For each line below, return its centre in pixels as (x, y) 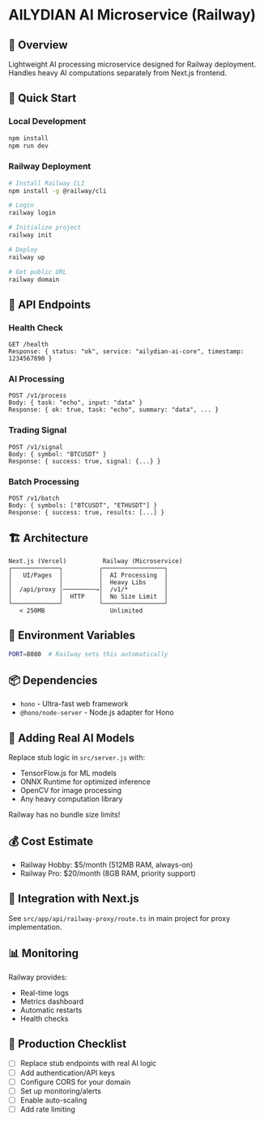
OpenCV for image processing (71, 791)
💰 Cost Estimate (51, 841)
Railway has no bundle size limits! (64, 815)
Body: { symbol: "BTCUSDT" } (57, 454)
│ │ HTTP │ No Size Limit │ (88, 596)
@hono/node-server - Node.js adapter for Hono (97, 712)
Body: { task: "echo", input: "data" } (76, 403)
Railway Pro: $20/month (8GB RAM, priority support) (108, 873)
